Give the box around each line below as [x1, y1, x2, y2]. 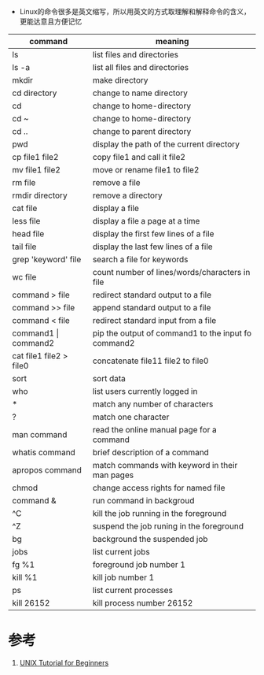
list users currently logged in [92, 386, 198, 396]
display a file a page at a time [92, 216, 200, 226]
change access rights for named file [92, 483, 225, 493]
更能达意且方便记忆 [19, 17, 82, 26]
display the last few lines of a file [92, 241, 214, 252]
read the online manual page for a [92, 425, 218, 435]
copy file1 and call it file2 [92, 152, 186, 162]
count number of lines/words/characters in [92, 267, 251, 277]
